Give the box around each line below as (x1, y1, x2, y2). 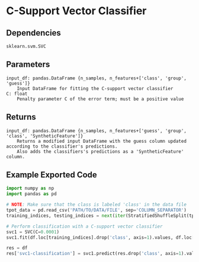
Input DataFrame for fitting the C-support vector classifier (17, 85, 174, 91)
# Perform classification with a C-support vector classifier (6, 223, 163, 229)
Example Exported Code (6, 170, 98, 180)
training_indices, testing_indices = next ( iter (6, 212, 126, 219)
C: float (6, 91, 28, 97)
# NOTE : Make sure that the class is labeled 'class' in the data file (6, 202, 187, 208)
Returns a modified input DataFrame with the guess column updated (17, 138, 187, 144)
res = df (6, 245, 28, 251)
